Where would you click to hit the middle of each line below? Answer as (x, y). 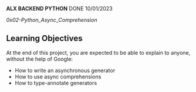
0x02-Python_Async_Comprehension (52, 20)
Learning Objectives (45, 39)
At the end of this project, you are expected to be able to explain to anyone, (98, 52)
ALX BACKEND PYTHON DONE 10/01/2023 (59, 9)
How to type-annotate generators (56, 83)
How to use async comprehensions (58, 77)
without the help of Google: (39, 59)
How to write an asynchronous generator (65, 70)
